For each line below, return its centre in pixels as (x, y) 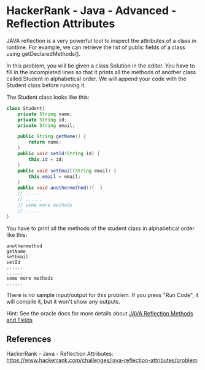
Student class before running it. (46, 85)
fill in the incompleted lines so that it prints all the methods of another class (101, 72)
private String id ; (42, 120)
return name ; (45, 142)
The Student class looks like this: (48, 97)
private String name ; (45, 114)
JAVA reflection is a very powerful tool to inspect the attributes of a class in (102, 40)
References (29, 339)
